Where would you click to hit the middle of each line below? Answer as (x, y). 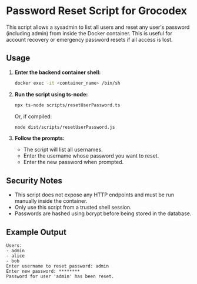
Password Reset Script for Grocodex (96, 11)
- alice (16, 256)
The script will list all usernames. (63, 150)
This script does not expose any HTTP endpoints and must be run (94, 195)
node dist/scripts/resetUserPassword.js (65, 127)
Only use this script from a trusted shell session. (73, 208)
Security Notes (34, 181)
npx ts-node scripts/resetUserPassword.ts (67, 105)
